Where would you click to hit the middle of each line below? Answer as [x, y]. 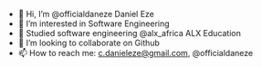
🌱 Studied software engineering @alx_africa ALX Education [130, 33]
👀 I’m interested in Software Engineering [94, 24]
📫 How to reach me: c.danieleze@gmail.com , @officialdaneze [136, 53]
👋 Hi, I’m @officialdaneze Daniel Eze [86, 14]
